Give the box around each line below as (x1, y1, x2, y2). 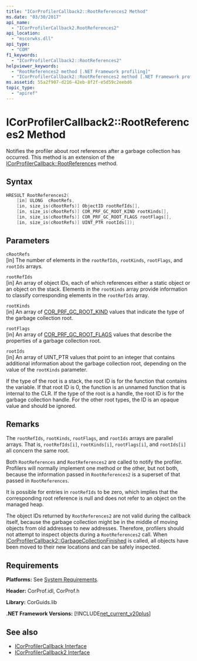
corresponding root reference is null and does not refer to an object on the (6, 495, 186, 502)
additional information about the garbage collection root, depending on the (6, 360, 186, 367)
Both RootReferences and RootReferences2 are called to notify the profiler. (6, 458, 183, 466)
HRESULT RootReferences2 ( (6, 192, 69, 198)
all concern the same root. (6, 447, 70, 454)
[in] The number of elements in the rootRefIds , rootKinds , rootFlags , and (6, 256, 183, 264)
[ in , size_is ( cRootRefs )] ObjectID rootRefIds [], (16, 203, 141, 209)
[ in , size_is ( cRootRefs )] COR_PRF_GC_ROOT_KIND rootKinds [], (16, 209, 169, 214)
